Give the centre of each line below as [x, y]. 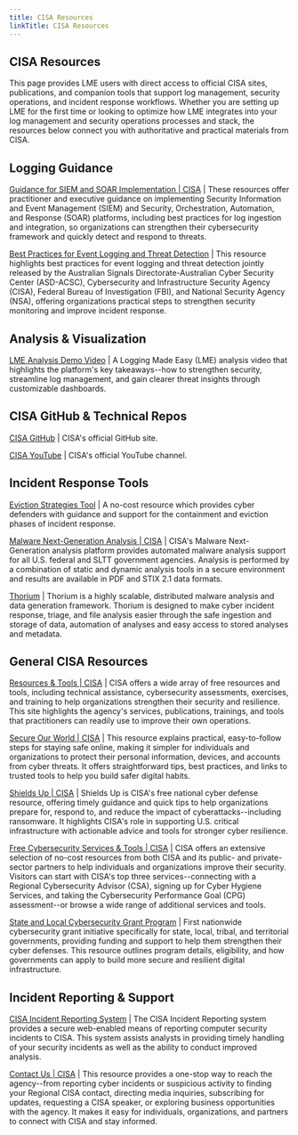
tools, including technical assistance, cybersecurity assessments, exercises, [149, 693]
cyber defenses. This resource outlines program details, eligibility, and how [147, 951]
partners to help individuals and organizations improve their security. [160, 867]
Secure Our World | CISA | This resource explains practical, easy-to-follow [145, 738]
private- [268, 858]
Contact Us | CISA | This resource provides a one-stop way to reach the [141, 1074]
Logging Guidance [61, 168]
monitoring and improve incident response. [88, 311]
